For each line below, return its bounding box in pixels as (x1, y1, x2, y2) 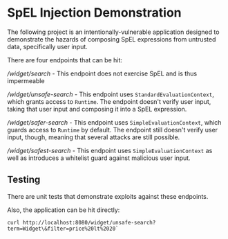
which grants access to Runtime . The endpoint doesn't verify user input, (7, 97, 211, 105)
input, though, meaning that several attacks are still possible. (7, 133, 180, 141)
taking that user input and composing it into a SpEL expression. (7, 105, 187, 113)
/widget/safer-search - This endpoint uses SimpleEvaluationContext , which (7, 118, 222, 126)
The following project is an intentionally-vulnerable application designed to (7, 28, 220, 36)
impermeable (7, 76, 45, 85)
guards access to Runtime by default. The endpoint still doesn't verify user (7, 125, 218, 134)
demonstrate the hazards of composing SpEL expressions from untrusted (7, 35, 216, 43)
